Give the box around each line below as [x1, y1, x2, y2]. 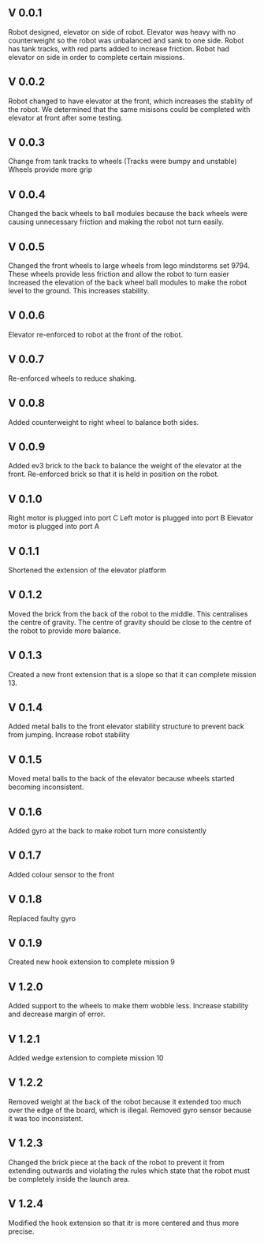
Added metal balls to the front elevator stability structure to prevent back [8, 721, 244, 732]
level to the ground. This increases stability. [8, 286, 150, 296]
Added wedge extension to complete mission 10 [8, 1053, 164, 1063]
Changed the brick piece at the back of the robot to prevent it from [8, 1157, 225, 1167]
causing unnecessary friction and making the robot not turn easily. [8, 217, 225, 227]
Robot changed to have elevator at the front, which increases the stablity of [8, 96, 254, 106]
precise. [8, 1226, 35, 1236]
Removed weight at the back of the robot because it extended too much [8, 1097, 242, 1106]
